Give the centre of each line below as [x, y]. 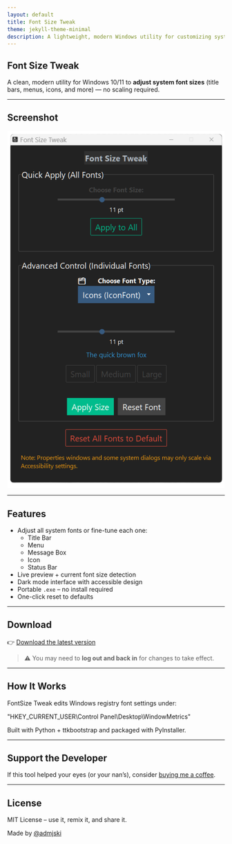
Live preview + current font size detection [77, 574]
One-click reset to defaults [55, 597]
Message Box [47, 552]
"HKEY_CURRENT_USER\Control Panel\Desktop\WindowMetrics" [99, 716]
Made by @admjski [35, 833]
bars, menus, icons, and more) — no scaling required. [84, 89]
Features [27, 514]
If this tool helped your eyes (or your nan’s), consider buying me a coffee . [112, 775]
